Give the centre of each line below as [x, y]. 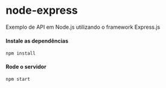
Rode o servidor [26, 66]
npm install [21, 54]
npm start [18, 79]
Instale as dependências [37, 41]
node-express [42, 10]
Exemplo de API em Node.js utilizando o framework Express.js [83, 27]
